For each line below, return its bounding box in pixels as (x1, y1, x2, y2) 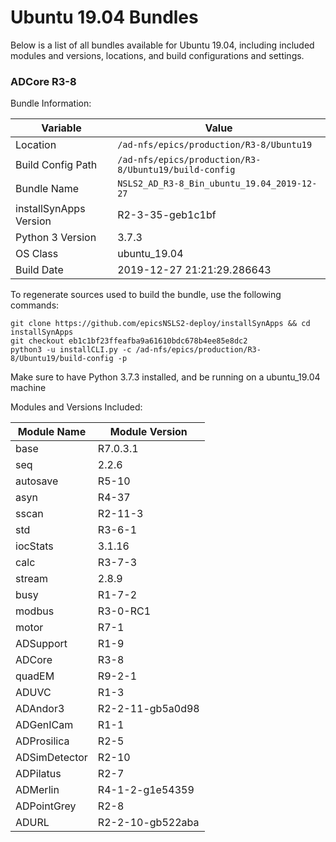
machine (10, 382, 47, 394)
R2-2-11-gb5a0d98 (97, 702, 200, 716)
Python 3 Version (15, 231, 97, 245)
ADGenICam (15, 718, 74, 732)
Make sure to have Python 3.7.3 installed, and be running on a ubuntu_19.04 (10, 371, 321, 383)
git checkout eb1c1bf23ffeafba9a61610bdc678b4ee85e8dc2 (10, 336, 248, 346)
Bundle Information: (10, 97, 92, 110)
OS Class (15, 247, 59, 261)
